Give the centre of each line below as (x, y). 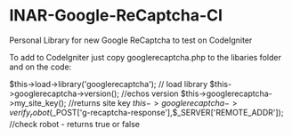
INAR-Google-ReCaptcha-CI (116, 16)
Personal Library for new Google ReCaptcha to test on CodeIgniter (131, 40)
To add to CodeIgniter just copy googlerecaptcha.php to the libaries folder (146, 57)
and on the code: (41, 67)
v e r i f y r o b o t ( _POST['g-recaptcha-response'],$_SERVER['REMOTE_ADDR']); (146, 113)
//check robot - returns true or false (75, 124)
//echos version (150, 93)
